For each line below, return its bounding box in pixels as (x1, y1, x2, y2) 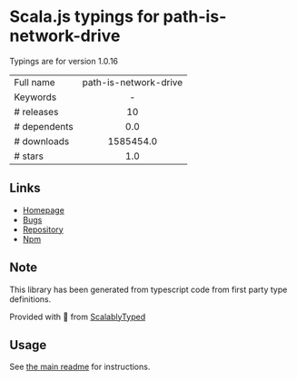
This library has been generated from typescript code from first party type (9, 284, 288, 295)
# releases (14, 105, 59, 118)
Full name (14, 75, 56, 88)
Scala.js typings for (9, 6, 160, 27)
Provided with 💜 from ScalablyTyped (9, 311, 146, 322)
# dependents (14, 120, 74, 132)
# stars (14, 150, 44, 162)
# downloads (14, 134, 70, 147)
